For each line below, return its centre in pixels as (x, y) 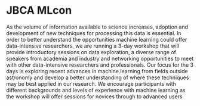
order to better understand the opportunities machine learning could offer (97, 39)
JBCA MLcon (39, 10)
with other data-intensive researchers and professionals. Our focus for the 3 (100, 65)
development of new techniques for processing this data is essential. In (94, 33)
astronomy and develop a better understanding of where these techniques (98, 77)
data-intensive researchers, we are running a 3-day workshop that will (93, 46)
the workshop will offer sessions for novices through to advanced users (95, 96)
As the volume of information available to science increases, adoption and (97, 27)
